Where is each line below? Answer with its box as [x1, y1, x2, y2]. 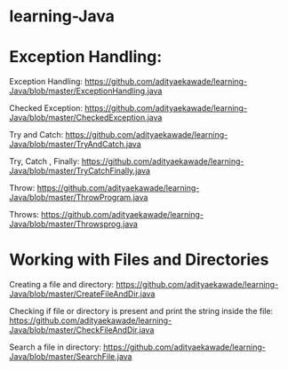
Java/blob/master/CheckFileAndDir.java [9, 325, 155, 335]
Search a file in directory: [9, 342, 102, 352]
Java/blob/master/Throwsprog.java [9, 219, 138, 230]
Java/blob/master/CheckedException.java [9, 113, 163, 123]
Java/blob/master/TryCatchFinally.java [9, 166, 151, 177]
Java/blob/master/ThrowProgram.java [9, 193, 148, 203]
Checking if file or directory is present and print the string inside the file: [9, 306, 274, 317]
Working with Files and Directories [9, 250, 269, 270]
